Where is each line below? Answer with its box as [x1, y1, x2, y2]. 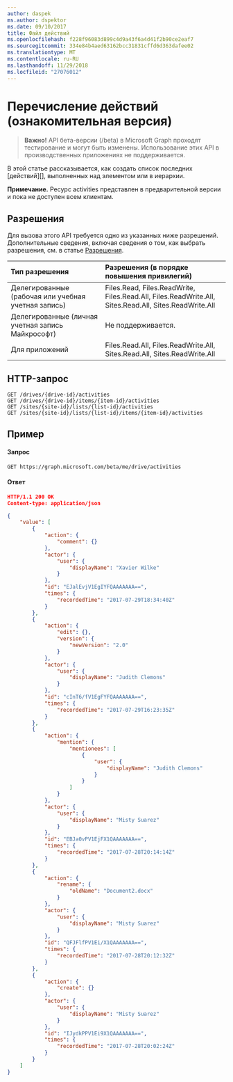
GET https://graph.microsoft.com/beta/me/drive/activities [7, 463, 182, 470]
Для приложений [10, 345, 69, 355]
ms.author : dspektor [7, 17, 67, 24]
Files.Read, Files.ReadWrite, [105, 283, 196, 293]
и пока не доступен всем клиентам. [7, 193, 114, 201]
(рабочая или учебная [10, 292, 86, 301]
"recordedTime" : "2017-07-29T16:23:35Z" [56, 706, 175, 713]
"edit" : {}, [56, 629, 92, 636]
